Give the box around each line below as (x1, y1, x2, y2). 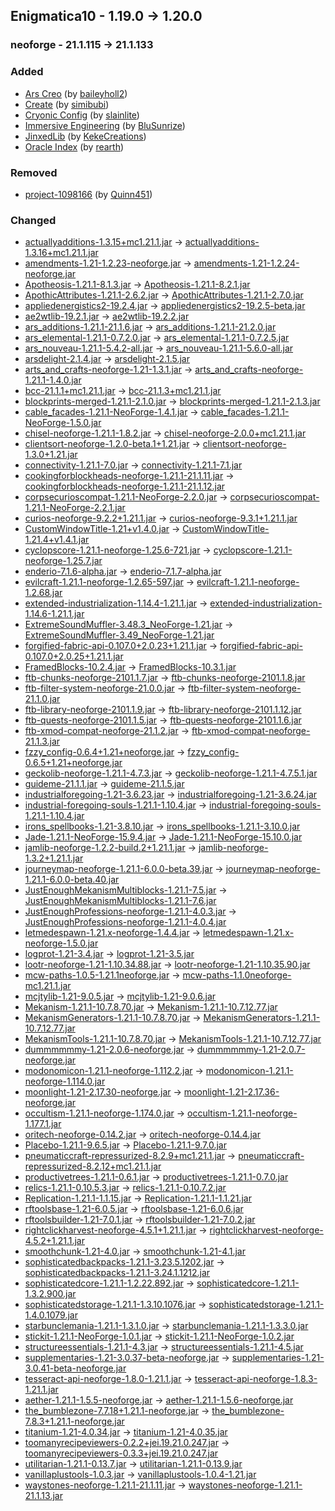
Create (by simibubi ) (24, 98, 110, 110)
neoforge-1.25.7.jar (24, 555, 103, 567)
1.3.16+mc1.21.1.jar (24, 247, 99, 259)
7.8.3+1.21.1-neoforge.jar (24, 1415, 125, 1428)
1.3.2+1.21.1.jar (24, 852, 84, 864)
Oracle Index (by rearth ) (24, 140, 125, 153)
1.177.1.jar (24, 1118, 62, 1130)
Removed (10, 165, 58, 179)
